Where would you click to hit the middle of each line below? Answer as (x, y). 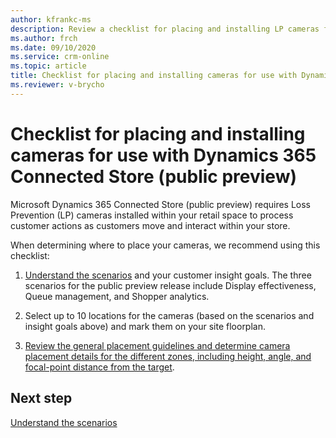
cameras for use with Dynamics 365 (163, 155)
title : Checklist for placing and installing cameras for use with (154, 76)
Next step (41, 398)
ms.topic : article (48, 66)
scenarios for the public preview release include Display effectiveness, (170, 285)
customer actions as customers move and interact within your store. (150, 225)
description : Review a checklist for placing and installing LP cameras (165, 29)
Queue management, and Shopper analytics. (117, 296)
